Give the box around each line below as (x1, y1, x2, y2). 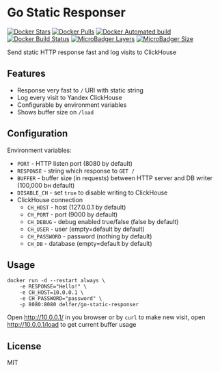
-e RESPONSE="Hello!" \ (19, 283, 87, 290)
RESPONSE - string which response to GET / (16, 166, 135, 175)
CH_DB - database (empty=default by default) (27, 239, 152, 247)
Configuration (7, 128, 68, 140)
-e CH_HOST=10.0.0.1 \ (19, 289, 84, 296)
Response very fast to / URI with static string (16, 86, 143, 94)
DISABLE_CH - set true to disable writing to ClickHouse (16, 188, 168, 197)
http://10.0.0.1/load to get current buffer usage (7, 321, 137, 329)
